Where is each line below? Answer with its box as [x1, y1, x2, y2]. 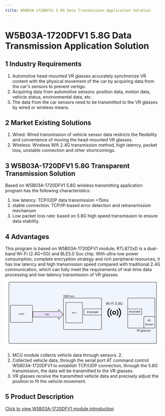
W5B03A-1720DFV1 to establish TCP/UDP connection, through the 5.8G [12, 362, 158, 368]
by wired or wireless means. [12, 104, 70, 110]
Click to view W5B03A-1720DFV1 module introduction [5, 406, 114, 412]
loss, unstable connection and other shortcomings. [12, 147, 116, 153]
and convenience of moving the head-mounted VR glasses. [12, 137, 133, 143]
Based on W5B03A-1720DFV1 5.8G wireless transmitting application [5, 182, 143, 188]
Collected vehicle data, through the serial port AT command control [12, 357, 149, 363]
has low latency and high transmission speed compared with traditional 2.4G [5, 261, 161, 267]
